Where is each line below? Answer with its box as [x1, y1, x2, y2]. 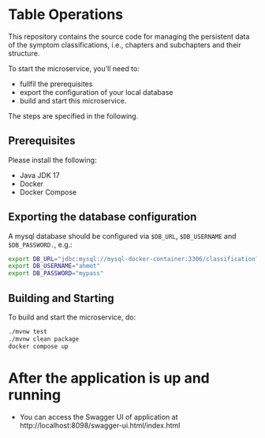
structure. [8, 48, 40, 58]
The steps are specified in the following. [8, 111, 139, 120]
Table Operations [8, 6, 124, 24]
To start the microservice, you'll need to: [8, 63, 140, 73]
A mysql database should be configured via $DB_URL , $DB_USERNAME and [8, 231, 237, 240]
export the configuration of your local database [19, 87, 174, 96]
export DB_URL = [8, 255, 58, 262]
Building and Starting [8, 291, 114, 305]
